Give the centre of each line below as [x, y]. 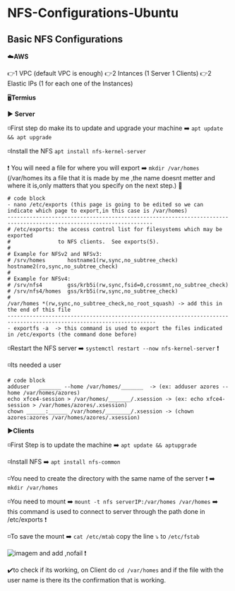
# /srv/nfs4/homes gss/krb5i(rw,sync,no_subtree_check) [93, 291]
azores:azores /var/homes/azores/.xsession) [74, 418]
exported [20, 235]
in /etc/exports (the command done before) [72, 334]
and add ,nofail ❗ [63, 553]
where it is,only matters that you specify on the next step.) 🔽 [95, 186]
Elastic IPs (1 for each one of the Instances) [70, 83]
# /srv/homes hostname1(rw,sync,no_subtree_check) [93, 260]
